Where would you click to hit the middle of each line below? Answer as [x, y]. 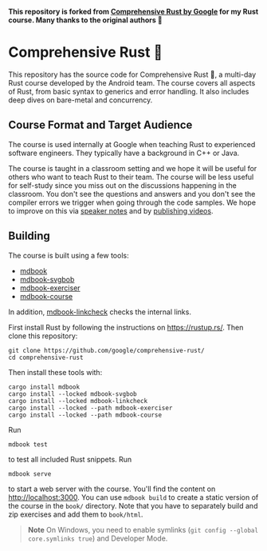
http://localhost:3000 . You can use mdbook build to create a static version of [133, 497]
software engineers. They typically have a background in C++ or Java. [124, 153]
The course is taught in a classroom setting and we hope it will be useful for [133, 168]
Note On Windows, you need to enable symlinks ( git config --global [143, 529]
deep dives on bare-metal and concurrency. [80, 100]
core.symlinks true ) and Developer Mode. [98, 538]
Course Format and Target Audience [100, 125]
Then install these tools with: [55, 372]
